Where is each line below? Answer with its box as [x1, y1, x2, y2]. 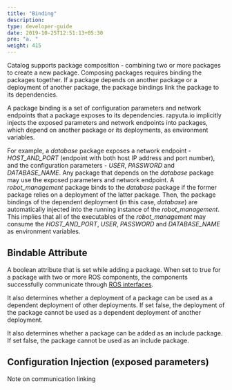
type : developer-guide [7, 23, 72, 30]
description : [7, 17, 45, 23]
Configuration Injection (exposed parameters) [7, 356, 209, 368]
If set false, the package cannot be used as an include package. [7, 336, 190, 344]
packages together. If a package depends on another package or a [7, 76, 197, 84]
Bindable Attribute [7, 247, 88, 259]
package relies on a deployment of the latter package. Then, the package [7, 191, 216, 199]
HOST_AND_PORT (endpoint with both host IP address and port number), [7, 154, 215, 162]
